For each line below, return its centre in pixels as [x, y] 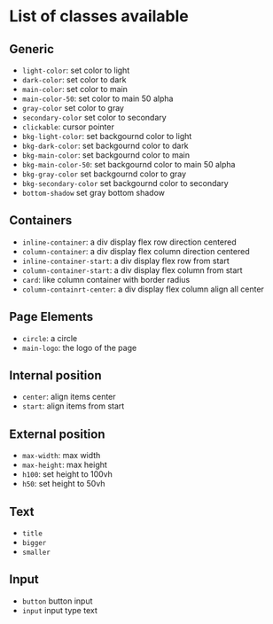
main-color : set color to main [75, 89]
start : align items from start [73, 406]
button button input [57, 601]
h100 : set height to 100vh [67, 474]
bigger [34, 543]
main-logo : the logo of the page [79, 347]
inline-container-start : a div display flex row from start [125, 261]
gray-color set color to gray [73, 108]
